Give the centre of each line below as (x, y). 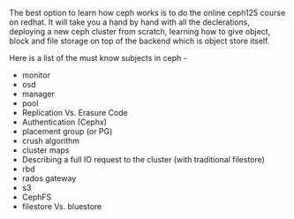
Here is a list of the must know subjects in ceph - (98, 58)
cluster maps (45, 150)
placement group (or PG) (67, 131)
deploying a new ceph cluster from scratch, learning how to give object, (140, 31)
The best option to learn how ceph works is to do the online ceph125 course (147, 13)
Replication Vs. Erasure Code (75, 113)
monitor (36, 75)
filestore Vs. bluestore (62, 206)
